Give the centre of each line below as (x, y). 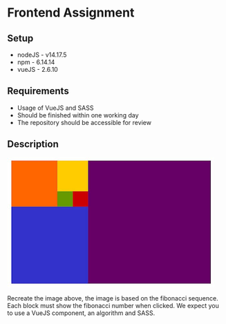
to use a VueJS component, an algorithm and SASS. (81, 313)
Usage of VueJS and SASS (55, 108)
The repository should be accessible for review (84, 122)
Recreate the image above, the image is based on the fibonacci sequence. (113, 298)
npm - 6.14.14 (36, 62)
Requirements (38, 91)
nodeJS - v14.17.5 (42, 55)
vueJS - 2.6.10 (38, 69)
